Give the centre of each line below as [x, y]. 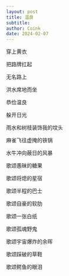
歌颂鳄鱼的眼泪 [24, 267]
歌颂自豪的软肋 [24, 204]
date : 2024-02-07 [27, 34]
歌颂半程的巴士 [24, 191]
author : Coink [24, 28]
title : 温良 [20, 17]
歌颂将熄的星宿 [24, 178]
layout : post [22, 12]
